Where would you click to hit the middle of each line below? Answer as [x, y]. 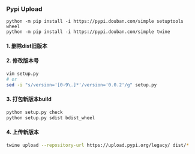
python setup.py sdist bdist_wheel [51, 118]
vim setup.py [22, 74]
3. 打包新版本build [29, 99]
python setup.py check [34, 112]
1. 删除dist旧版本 [27, 46]
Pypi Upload [24, 9]
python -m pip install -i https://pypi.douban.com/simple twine [88, 32]
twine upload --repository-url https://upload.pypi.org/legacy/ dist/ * [97, 145]
